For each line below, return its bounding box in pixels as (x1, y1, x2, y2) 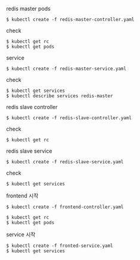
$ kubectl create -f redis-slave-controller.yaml (6, 115, 132, 121)
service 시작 (6, 231, 36, 238)
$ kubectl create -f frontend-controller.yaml (6, 204, 124, 210)
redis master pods (6, 5, 51, 12)
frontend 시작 (6, 192, 39, 199)
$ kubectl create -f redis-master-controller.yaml (6, 17, 135, 23)
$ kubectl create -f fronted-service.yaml (6, 243, 113, 249)
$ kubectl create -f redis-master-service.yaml (6, 66, 127, 72)
